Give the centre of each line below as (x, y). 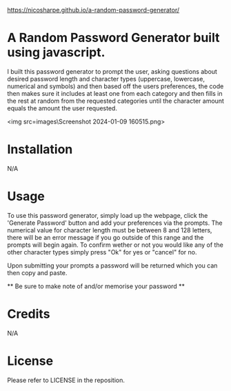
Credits (29, 314)
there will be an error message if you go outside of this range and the (106, 237)
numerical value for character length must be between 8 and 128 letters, (110, 230)
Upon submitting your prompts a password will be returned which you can (112, 265)
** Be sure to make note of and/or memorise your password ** (96, 286)
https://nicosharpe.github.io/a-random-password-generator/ (93, 10)
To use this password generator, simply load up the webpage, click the (108, 215)
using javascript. (56, 53)
